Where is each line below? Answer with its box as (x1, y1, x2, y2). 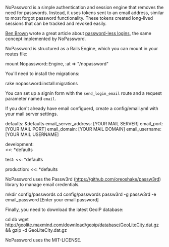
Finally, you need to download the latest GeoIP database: (5, 206, 124, 213)
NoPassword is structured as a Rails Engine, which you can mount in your (5, 46, 158, 51)
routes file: (5, 51, 28, 57)
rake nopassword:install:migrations (5, 81, 78, 86)
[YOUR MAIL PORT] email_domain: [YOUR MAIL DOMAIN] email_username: (5, 126, 161, 132)
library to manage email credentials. (5, 182, 80, 187)
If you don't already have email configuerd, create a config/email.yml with (5, 105, 159, 111)
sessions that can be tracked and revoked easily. (5, 20, 107, 26)
